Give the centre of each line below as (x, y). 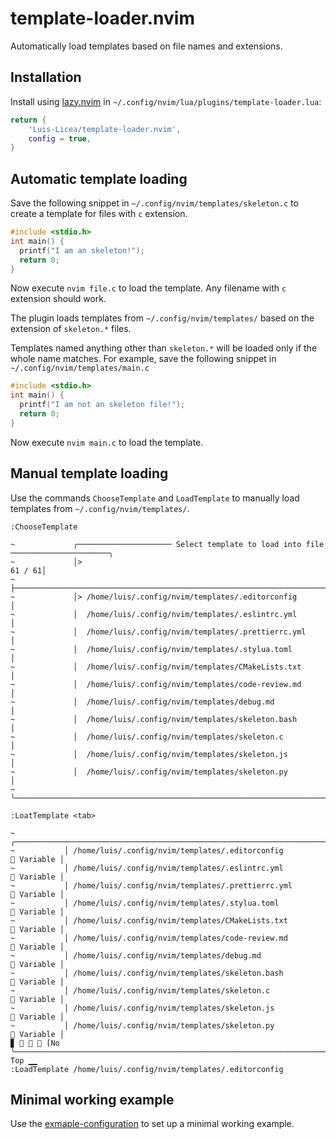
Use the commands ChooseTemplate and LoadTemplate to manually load (155, 498)
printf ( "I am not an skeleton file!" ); (102, 405)
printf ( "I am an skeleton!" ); (82, 250)
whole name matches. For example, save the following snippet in (143, 359)
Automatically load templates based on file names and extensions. (146, 46)
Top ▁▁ (24, 1060)
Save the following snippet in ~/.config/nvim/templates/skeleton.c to (154, 203)
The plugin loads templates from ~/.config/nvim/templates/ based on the (162, 318)
